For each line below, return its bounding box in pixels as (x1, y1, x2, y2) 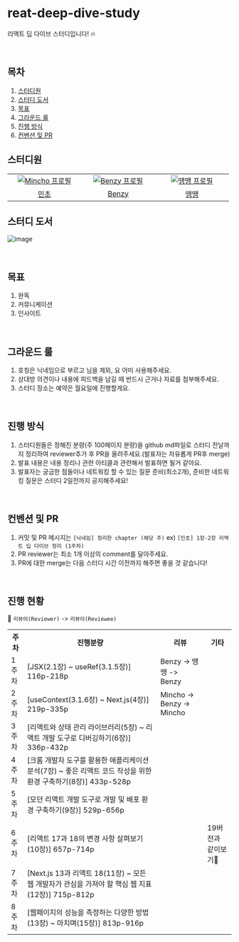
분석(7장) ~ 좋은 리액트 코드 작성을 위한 (27, 766, 152, 776)
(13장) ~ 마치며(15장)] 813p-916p (27, 919, 144, 928)
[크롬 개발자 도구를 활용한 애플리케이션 (27, 755, 149, 765)
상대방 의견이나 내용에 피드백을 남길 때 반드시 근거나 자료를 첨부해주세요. (17, 375, 219, 383)
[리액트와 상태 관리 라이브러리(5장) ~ (27, 723, 144, 733)
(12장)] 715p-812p (27, 890, 95, 900)
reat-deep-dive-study (7, 5, 141, 21)
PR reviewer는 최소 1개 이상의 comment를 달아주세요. (17, 550, 169, 558)
